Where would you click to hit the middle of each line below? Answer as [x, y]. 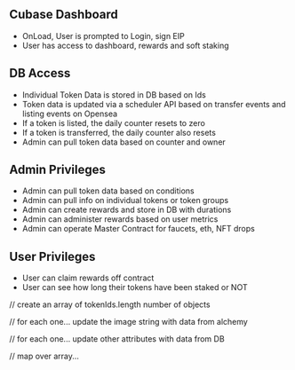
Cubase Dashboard [64, 15]
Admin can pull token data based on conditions [108, 191]
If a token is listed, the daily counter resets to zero [114, 122]
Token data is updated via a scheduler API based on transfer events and [154, 104]
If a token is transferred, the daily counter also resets [119, 132]
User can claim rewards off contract [88, 278]
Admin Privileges [58, 170]
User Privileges [52, 256]
